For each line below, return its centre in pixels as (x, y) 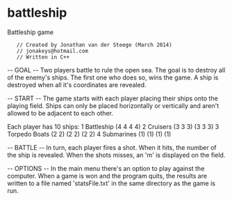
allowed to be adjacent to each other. (60, 113)
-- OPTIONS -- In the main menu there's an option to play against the (106, 168)
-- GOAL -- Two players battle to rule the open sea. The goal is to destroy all (116, 70)
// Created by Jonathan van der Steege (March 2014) (94, 45)
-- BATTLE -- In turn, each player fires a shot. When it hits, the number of (112, 147)
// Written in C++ (43, 57)
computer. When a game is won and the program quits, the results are (107, 176)
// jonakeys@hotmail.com (52, 51)
